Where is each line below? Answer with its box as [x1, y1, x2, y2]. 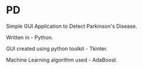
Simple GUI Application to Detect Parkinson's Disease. [6, 23, 138, 30]
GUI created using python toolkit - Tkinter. [6, 45, 108, 52]
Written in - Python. [6, 34, 54, 41]
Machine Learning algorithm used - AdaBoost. [6, 56, 118, 63]
